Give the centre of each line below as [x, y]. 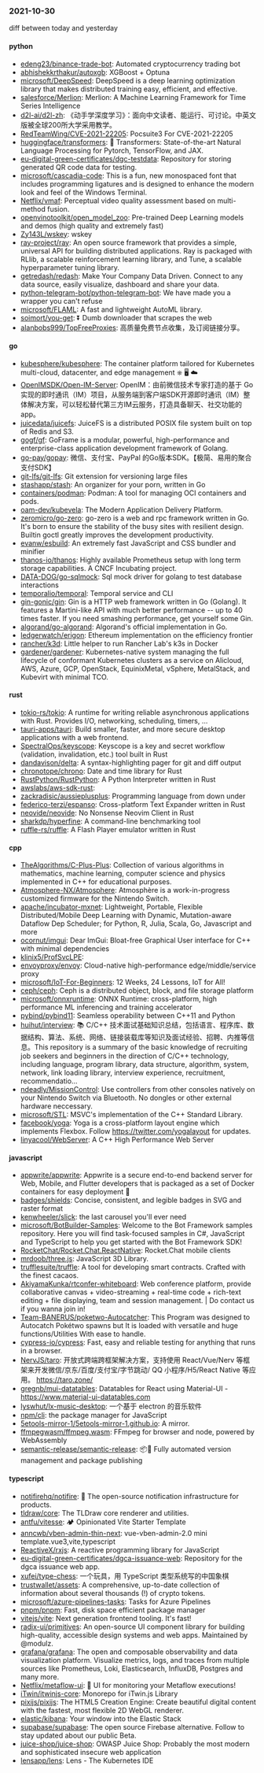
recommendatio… [49, 1081]
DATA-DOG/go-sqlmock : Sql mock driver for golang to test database [131, 576]
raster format [42, 1209]
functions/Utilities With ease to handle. [83, 1334]
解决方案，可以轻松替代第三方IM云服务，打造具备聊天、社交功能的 [135, 404]
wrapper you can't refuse [61, 301]
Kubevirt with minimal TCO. [64, 677]
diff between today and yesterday [64, 28]
